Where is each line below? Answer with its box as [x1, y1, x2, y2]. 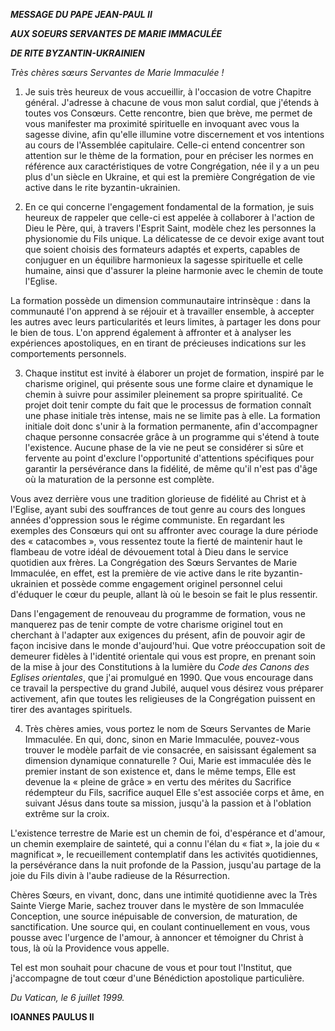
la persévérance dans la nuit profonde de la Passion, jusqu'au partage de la [10, 859, 322, 871]
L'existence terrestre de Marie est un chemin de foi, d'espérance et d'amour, [10, 827, 326, 839]
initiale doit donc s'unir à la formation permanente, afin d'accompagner [24, 420, 318, 432]
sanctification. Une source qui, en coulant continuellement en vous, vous [10, 921, 311, 933]
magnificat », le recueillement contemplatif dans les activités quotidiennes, [10, 849, 319, 860]
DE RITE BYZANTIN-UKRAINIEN [10, 47, 145, 59]
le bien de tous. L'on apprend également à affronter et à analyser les [10, 327, 292, 338]
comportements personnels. [10, 348, 127, 359]
